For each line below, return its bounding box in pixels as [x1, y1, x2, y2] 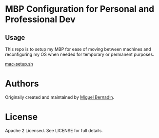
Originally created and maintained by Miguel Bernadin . [5, 94, 115, 100]
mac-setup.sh [5, 61, 33, 67]
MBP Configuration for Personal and [5, 3, 155, 15]
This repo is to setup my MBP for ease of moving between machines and [5, 46, 151, 52]
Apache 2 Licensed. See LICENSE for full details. [5, 127, 103, 133]
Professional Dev [5, 14, 76, 25]
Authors [5, 78, 39, 89]
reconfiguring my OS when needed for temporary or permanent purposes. [5, 51, 155, 57]
